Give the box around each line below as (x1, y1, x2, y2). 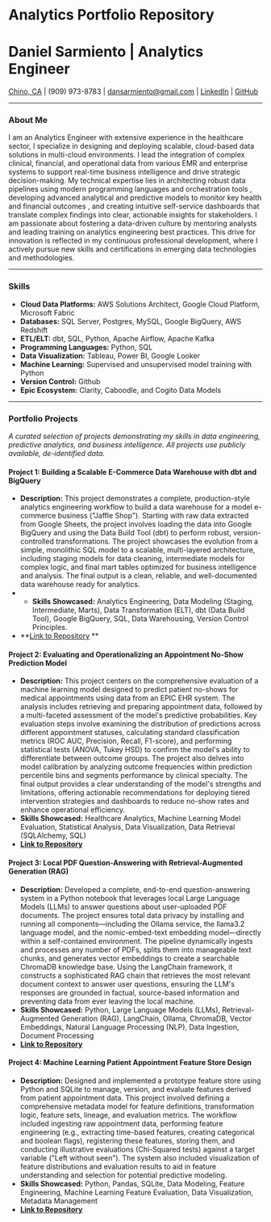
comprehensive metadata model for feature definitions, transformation (19, 1101, 255, 1111)
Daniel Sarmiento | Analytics (8, 43, 204, 61)
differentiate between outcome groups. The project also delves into (19, 754, 244, 763)
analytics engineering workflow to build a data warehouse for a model (19, 502, 252, 512)
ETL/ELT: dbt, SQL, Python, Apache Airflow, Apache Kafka (19, 333, 215, 343)
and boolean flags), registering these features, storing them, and (19, 1135, 236, 1145)
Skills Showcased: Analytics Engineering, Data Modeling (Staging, (31, 597, 254, 607)
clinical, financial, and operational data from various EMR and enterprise (8, 159, 248, 168)
